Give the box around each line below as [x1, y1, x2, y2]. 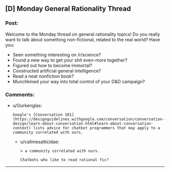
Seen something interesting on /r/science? [12, 51, 101, 58]
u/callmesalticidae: [20, 139, 60, 145]
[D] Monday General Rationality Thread [5, 5, 131, 13]
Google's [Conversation [12, 112, 63, 117]
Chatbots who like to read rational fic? [20, 157, 109, 162]
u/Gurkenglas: [12, 102, 42, 108]
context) [12, 125, 31, 131]
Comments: [5, 91, 35, 98]
